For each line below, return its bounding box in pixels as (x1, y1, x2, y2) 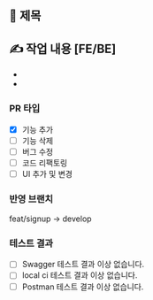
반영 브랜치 (9, 193, 54, 205)
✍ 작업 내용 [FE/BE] (9, 41, 117, 56)
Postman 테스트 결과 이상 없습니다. (21, 281, 144, 292)
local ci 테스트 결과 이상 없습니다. (21, 270, 138, 281)
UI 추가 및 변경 (21, 168, 73, 179)
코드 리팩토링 (21, 158, 68, 168)
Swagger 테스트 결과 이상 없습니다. (21, 259, 145, 270)
